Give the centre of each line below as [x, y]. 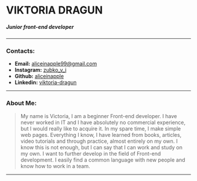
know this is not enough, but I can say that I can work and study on [101, 147]
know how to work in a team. [55, 166]
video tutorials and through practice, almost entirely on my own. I [99, 141]
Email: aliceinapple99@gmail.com [56, 64]
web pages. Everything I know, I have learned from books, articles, [101, 135]
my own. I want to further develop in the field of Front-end [91, 153]
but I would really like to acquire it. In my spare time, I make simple [101, 128]
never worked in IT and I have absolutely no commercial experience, [103, 122]
